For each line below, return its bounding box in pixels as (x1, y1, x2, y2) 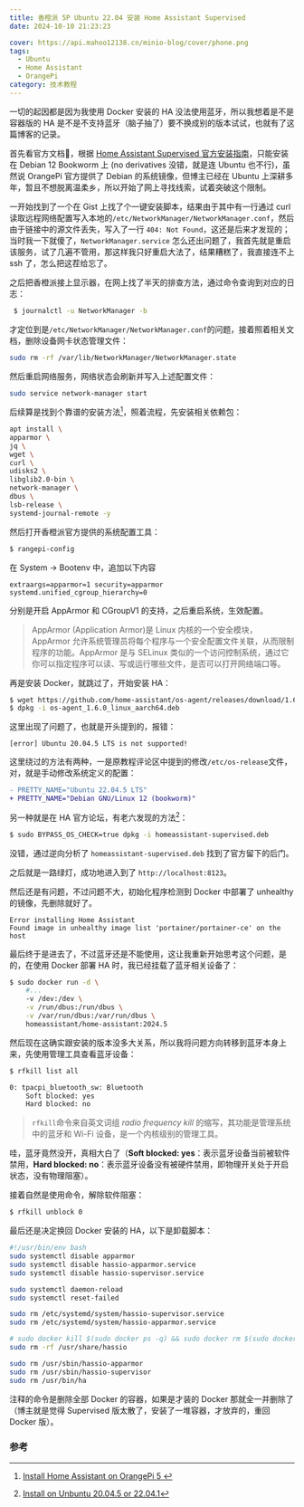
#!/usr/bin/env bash (9, 1244, 88, 1253)
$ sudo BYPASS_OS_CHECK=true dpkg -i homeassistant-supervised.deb (9, 830, 270, 839)
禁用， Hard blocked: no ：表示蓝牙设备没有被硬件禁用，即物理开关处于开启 (9, 1159, 290, 1170)
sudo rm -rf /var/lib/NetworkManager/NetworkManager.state (9, 353, 237, 362)
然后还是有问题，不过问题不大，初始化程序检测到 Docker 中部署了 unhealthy (9, 886, 294, 897)
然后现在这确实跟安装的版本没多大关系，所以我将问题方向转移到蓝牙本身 (9, 1037, 279, 1048)
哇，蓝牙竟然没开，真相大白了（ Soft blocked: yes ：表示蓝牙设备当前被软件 (9, 1148, 290, 1159)
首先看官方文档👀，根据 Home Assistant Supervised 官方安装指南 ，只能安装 (9, 148, 290, 158)
